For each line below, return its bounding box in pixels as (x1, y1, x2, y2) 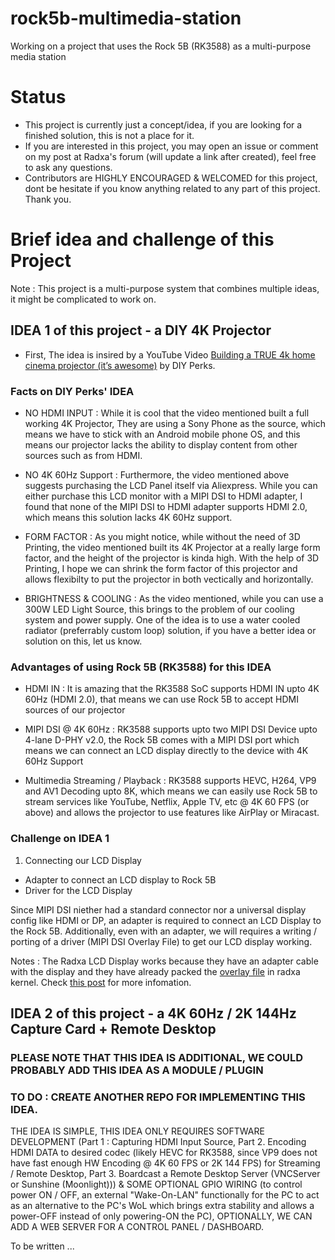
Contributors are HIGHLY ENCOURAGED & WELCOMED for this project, (24, 172, 318, 184)
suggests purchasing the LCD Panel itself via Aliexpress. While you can (24, 479, 318, 491)
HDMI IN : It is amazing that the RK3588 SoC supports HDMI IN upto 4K (24, 683, 320, 695)
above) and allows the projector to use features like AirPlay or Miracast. (24, 807, 320, 819)
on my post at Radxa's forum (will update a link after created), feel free (24, 150, 317, 162)
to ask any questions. (24, 161, 113, 173)
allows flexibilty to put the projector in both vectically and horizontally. (24, 573, 314, 585)
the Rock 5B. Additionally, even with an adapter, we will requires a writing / (10, 925, 318, 937)
